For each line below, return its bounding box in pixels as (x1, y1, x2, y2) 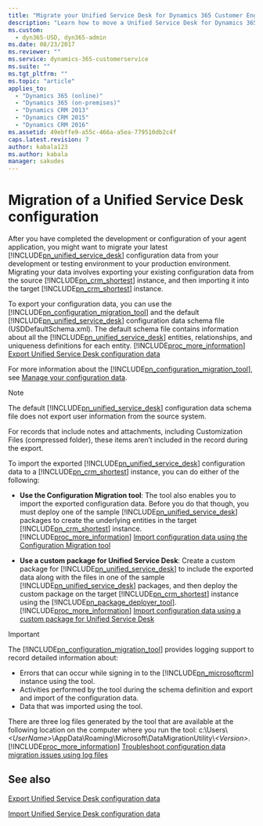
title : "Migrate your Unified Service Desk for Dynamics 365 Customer (8, 11, 243, 20)
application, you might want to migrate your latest (8, 243, 168, 252)
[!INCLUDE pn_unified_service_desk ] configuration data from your (8, 250, 219, 260)
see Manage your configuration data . (8, 373, 128, 382)
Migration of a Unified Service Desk (8, 192, 244, 209)
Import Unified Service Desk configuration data (8, 809, 160, 818)
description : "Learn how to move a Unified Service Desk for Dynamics (8, 19, 243, 27)
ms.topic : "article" (8, 77, 76, 85)
